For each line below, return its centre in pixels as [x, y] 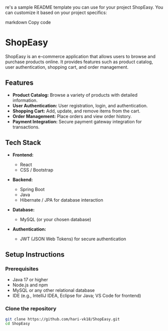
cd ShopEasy [18, 324]
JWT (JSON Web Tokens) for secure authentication [73, 239]
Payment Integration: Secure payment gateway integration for [77, 121]
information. [25, 100]
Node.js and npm [30, 285]
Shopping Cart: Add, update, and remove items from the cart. [76, 111]
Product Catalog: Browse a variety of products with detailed [75, 95]
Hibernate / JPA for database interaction [62, 200]
